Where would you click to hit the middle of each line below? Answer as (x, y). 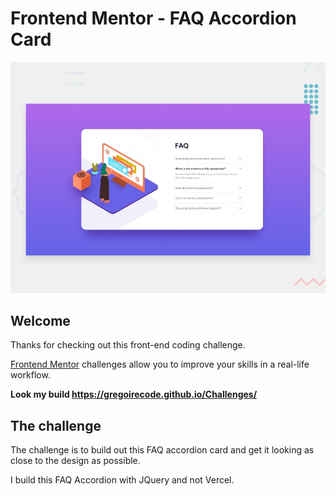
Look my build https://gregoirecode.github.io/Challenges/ (134, 394)
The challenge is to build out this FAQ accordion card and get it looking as (162, 450)
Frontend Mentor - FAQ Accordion (153, 18)
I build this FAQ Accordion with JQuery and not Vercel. (122, 480)
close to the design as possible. (75, 461)
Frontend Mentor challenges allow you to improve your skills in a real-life (160, 364)
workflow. (30, 375)
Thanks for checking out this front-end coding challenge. (128, 345)
